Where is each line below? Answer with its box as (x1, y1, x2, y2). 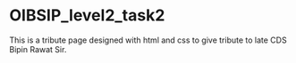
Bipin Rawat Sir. (9, 43, 67, 54)
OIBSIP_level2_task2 (9, 5, 165, 26)
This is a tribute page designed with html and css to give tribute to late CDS (9, 35, 288, 45)
